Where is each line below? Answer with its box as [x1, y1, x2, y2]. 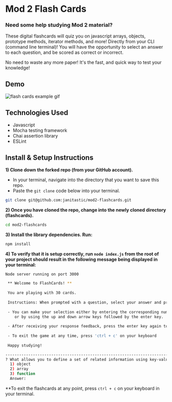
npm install [5, 241, 31, 246]
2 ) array [10, 367, 29, 372]
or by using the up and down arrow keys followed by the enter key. [14, 314, 164, 319]
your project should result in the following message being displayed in [5, 256, 158, 262]
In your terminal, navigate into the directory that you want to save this [12, 177, 160, 183]
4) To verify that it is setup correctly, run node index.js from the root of [5, 251, 159, 257]
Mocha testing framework [12, 127, 68, 133]
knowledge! [5, 65, 30, 71]
